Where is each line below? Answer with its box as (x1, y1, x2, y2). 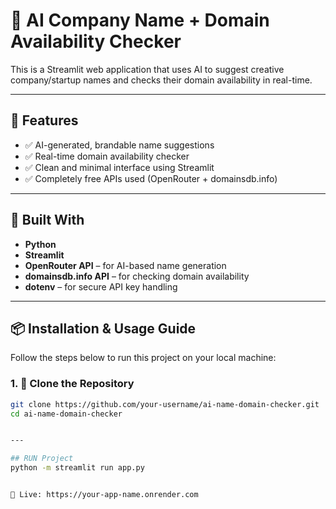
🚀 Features (10, 112, 79, 129)
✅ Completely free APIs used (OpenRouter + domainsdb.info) (24, 172, 278, 184)
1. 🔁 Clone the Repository (10, 377, 135, 391)
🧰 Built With (10, 212, 85, 229)
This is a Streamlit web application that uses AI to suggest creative (10, 63, 285, 75)
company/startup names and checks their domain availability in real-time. (10, 74, 313, 86)
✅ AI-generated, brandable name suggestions (24, 139, 215, 151)
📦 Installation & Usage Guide (10, 320, 197, 337)
